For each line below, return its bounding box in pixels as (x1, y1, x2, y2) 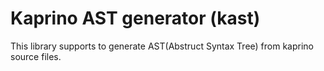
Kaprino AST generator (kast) (10, 7, 261, 30)
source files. (10, 50, 62, 62)
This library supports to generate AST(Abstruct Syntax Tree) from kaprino (10, 40, 314, 52)
